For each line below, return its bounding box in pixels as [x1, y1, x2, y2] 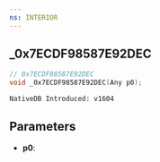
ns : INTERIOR [9, 13, 58, 22]
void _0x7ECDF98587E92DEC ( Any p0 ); [9, 78, 143, 88]
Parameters [9, 118, 76, 134]
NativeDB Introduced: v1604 [9, 95, 115, 104]
